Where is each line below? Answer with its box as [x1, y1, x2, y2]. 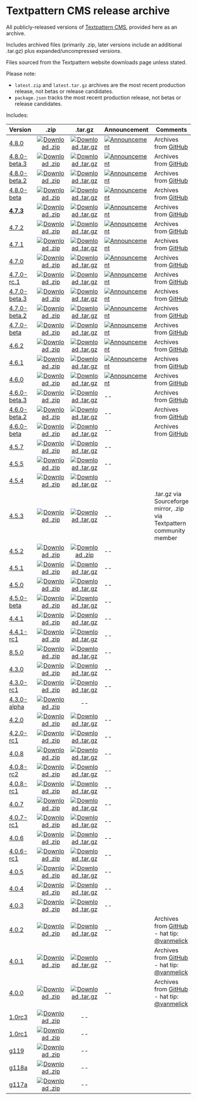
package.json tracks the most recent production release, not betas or [14, 94, 182, 101]
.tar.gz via [154, 490, 182, 498]
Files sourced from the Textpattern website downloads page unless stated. [6, 59, 187, 66]
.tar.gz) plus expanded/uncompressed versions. [6, 47, 122, 54]
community [154, 527, 186, 535]
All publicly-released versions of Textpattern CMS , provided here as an [6, 23, 178, 31]
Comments [155, 125, 188, 133]
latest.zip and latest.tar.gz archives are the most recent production [14, 81, 186, 89]
